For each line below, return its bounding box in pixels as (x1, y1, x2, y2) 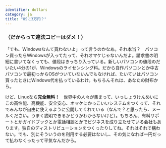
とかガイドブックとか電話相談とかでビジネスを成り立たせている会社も (13, 119, 157, 125)
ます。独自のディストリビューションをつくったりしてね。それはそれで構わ (9, 125, 161, 131)
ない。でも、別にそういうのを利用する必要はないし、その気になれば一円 (5, 131, 153, 137)
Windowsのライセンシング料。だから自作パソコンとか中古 (40, 65, 159, 71)
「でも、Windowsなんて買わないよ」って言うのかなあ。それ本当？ (5, 46, 141, 52)
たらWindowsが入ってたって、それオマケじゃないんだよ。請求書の (18, 52, 154, 58)
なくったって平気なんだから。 (18, 137, 79, 143)
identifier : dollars (5, 7, 48, 12)
